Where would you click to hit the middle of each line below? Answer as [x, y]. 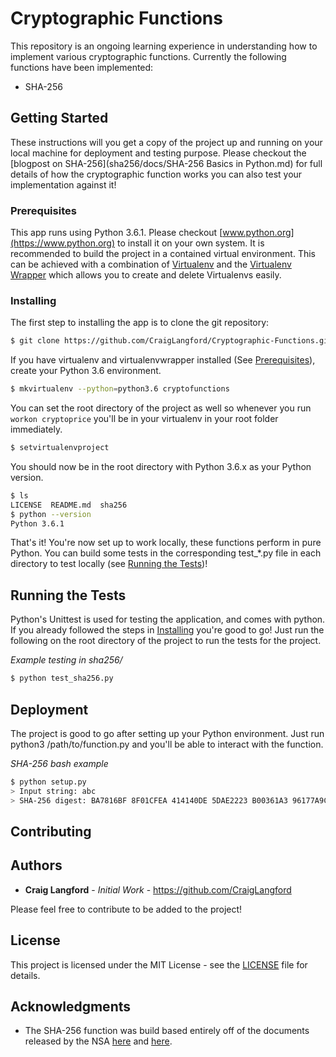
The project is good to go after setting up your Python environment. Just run [167, 733]
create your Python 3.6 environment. [86, 371]
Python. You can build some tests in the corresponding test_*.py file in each [166, 553]
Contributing [51, 831]
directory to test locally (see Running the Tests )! [109, 564]
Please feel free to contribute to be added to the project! [126, 909]
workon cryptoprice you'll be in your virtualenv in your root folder [144, 419]
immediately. [36, 429]
